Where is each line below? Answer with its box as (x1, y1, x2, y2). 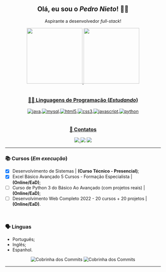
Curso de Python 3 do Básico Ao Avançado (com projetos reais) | (12, 184, 145, 190)
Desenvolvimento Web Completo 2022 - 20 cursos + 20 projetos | (12, 195, 147, 201)
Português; (12, 236, 36, 242)
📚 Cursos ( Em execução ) (5, 155, 68, 162)
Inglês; (12, 241, 26, 247)
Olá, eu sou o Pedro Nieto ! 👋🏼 (37, 5, 129, 13)
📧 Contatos (69, 126, 97, 133)
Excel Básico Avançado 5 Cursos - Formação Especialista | (12, 174, 132, 180)
